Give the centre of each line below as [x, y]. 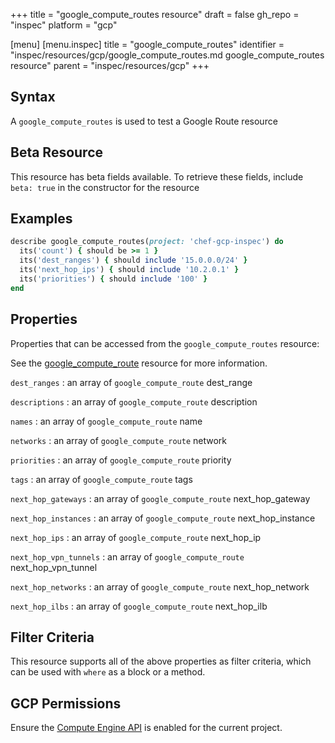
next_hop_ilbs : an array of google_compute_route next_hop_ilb [139, 606]
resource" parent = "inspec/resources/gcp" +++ [110, 65]
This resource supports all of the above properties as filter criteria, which [161, 661]
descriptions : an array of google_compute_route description [134, 401]
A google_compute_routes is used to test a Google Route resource [144, 121]
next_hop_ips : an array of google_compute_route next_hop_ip [136, 537]
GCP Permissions [66, 703]
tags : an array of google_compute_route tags [101, 479]
